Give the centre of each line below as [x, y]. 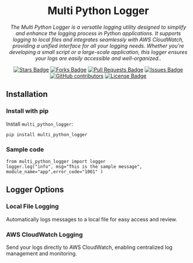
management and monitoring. [42, 253]
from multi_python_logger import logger [56, 161]
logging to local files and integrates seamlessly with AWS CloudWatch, [98, 39]
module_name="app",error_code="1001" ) [55, 171]
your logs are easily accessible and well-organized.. [98, 58]
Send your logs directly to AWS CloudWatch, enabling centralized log [89, 247]
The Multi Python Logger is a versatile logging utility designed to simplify [98, 27]
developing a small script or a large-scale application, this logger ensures [98, 52]
